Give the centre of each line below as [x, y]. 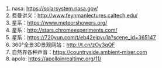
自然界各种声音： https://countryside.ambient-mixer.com [79, 52]
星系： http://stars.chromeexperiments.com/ [64, 30]
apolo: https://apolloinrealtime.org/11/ [56, 59]
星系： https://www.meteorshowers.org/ [59, 23]
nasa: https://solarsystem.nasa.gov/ [55, 8]
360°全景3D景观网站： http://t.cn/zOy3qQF [63, 45]
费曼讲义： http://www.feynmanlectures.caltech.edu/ [75, 15]
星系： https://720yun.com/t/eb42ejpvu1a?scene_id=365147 [84, 37]
